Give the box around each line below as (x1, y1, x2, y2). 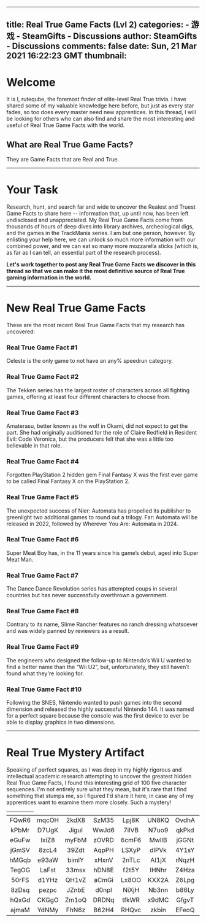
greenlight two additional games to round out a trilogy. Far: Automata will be (6, 513, 198, 521)
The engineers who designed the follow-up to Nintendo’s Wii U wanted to (6, 656, 192, 664)
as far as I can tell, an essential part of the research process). (6, 249, 161, 257)
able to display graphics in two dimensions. (6, 718, 116, 726)
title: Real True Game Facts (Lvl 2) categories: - (6, 20, 189, 30)
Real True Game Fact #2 (6, 373, 79, 381)
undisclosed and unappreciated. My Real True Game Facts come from (6, 216, 183, 224)
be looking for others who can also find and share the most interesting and (6, 115, 195, 123)
